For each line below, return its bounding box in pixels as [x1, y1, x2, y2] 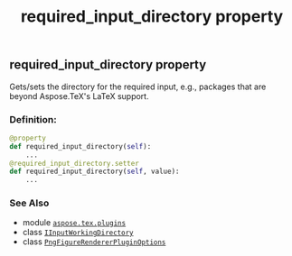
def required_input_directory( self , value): [9, 167, 180, 177]
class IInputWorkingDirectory [22, 227, 134, 238]
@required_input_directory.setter [9, 159, 140, 168]
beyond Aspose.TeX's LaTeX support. [9, 90, 149, 101]
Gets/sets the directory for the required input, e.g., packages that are [9, 81, 267, 92]
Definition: [9, 113, 57, 125]
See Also [9, 197, 50, 209]
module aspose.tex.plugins [22, 217, 127, 228]
